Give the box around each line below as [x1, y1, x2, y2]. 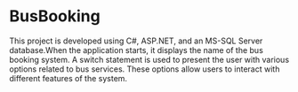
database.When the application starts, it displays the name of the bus [9, 44, 264, 55]
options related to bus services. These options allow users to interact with [9, 64, 280, 74]
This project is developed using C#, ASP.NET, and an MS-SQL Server [9, 35, 263, 46]
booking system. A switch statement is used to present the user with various [9, 54, 290, 65]
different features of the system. [9, 73, 127, 83]
